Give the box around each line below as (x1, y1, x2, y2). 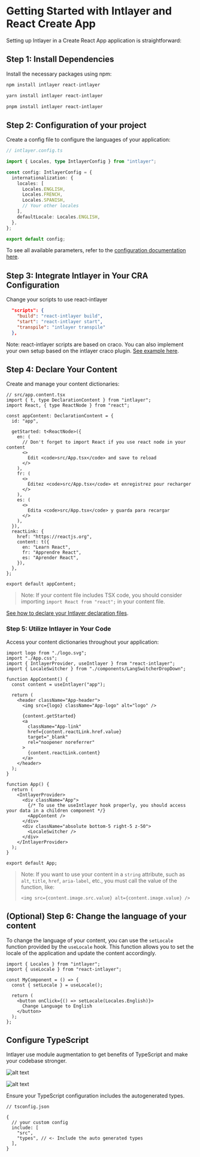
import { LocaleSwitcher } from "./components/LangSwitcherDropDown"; (6, 665, 186, 672)
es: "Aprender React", (22, 555, 79, 561)
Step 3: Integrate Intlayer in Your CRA (6, 270, 149, 280)
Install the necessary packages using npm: (6, 70, 112, 77)
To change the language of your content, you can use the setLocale (6, 937, 174, 944)
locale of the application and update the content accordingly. (6, 949, 157, 956)
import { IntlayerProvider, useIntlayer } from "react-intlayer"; (6, 660, 175, 666)
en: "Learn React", (22, 545, 71, 551)
